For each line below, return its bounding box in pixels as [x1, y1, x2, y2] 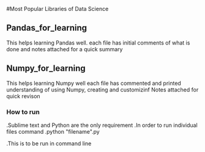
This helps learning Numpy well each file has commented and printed [6, 79, 182, 87]
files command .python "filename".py [6, 128, 100, 135]
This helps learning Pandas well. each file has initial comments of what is [6, 39, 190, 46]
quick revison [6, 92, 41, 100]
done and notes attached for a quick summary [6, 45, 123, 52]
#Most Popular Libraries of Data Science [6, 5, 109, 12]
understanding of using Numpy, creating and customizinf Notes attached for [6, 85, 199, 93]
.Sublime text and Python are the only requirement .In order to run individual [6, 121, 198, 129]
